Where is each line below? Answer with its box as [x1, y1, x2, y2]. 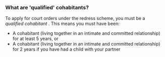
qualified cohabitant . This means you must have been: [5, 20, 120, 26]
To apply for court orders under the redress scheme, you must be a [5, 15, 145, 21]
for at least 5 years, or [12, 35, 59, 41]
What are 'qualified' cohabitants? [5, 4, 89, 11]
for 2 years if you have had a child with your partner [12, 46, 121, 52]
